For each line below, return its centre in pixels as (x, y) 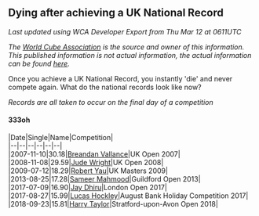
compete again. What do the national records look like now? (105, 87)
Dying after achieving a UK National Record (116, 13)
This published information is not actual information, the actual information (130, 55)
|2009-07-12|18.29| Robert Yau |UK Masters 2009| (88, 171)
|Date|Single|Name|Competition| (61, 138)
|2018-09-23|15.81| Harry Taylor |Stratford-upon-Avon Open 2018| (113, 204)
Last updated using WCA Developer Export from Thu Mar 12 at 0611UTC (125, 31)
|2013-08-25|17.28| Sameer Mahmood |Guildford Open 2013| (105, 179)
